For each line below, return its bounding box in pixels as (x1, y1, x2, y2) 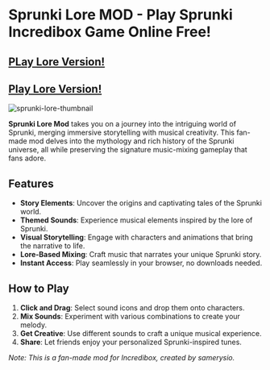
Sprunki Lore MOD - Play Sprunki (8, 6, 234, 24)
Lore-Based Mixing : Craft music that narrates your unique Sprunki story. (19, 250, 262, 260)
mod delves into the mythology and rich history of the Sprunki (28, 136, 235, 146)
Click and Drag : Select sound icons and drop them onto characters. (19, 303, 245, 313)
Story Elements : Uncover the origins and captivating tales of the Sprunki (19, 198, 262, 208)
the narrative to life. (19, 241, 85, 251)
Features (8, 177, 54, 190)
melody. (19, 320, 47, 330)
